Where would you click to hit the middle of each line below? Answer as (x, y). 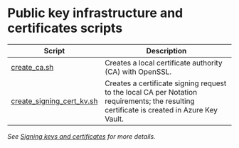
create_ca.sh (32, 67)
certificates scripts (65, 28)
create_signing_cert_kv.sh (54, 101)
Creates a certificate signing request (165, 83)
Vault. (114, 119)
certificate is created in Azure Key (161, 110)
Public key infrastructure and (95, 13)
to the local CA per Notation (151, 92)
